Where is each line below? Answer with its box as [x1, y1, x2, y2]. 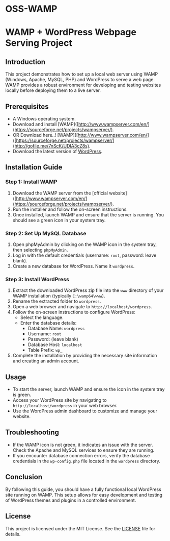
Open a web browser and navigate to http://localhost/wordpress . [12, 304, 152, 310]
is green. [12, 391, 32, 398]
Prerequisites [5, 102, 49, 111]
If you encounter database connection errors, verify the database [12, 452, 150, 458]
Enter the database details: [20, 320, 77, 326]
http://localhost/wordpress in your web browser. [12, 403, 118, 409]
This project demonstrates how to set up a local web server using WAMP [5, 71, 158, 77]
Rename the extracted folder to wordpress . [12, 298, 101, 304]
